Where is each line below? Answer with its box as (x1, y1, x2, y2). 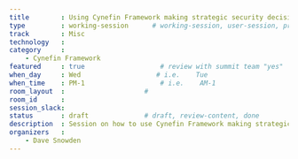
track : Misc (9, 29, 86, 38)
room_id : (9, 95, 66, 104)
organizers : (9, 128, 66, 137)
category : (9, 46, 66, 55)
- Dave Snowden (25, 136, 82, 145)
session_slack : (9, 103, 66, 112)
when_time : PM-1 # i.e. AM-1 (9, 79, 216, 87)
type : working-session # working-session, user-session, (9, 21, 279, 30)
